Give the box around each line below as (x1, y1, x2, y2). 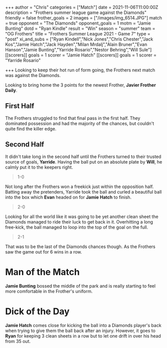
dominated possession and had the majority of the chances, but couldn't (5, 120, 155, 126)
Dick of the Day (5, 305, 70, 317)
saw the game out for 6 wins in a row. (5, 248, 82, 254)
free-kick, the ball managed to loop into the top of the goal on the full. (5, 224, 149, 230)
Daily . (5, 87, 17, 93)
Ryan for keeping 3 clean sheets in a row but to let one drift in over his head (5, 332, 161, 339)
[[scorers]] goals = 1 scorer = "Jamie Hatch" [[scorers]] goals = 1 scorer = (5, 52, 157, 58)
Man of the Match (5, 266, 80, 277)
